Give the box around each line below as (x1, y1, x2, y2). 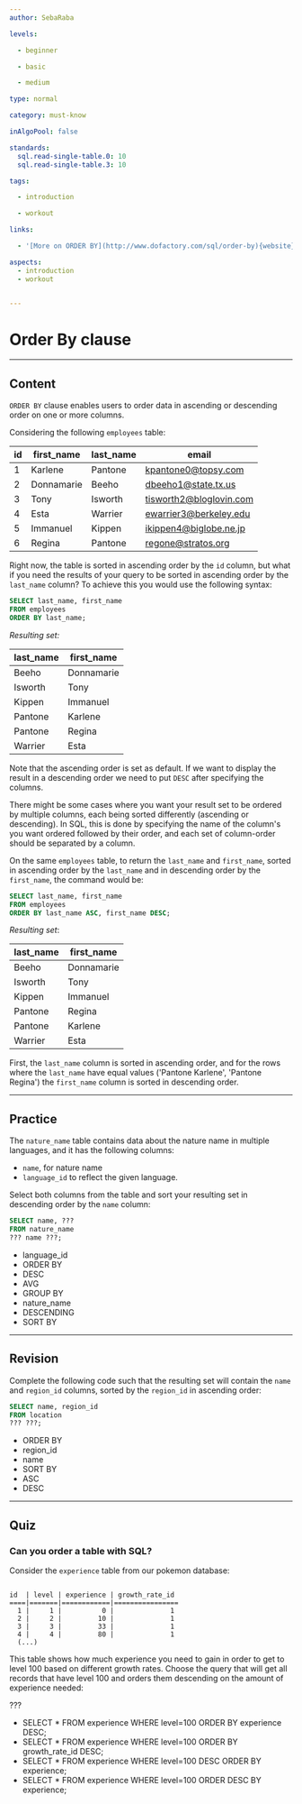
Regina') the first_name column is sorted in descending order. (9, 1076, 239, 1087)
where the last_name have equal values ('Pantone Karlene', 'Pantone (9, 1067, 262, 1078)
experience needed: (9, 1682, 84, 1693)
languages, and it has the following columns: (9, 1145, 175, 1156)
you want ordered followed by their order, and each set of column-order (9, 828, 276, 838)
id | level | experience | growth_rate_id (9, 1590, 175, 1599)
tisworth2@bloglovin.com (145, 493, 254, 506)
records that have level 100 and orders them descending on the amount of (9, 1672, 284, 1683)
